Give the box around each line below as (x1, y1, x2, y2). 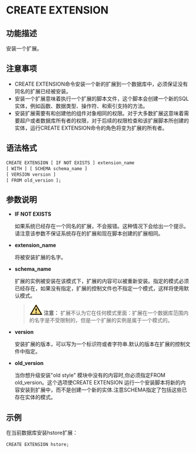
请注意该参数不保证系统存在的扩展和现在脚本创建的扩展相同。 (14, 230, 164, 237)
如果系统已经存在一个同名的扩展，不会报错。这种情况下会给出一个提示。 (14, 223, 189, 230)
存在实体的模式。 (14, 394, 56, 401)
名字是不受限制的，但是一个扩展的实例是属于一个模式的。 (34, 317, 173, 324)
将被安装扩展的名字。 (14, 254, 66, 261)
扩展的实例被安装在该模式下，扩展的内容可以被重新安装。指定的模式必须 (14, 278, 189, 285)
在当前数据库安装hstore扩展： (6, 429, 78, 437)
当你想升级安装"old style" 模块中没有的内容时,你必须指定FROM (14, 372, 166, 379)
